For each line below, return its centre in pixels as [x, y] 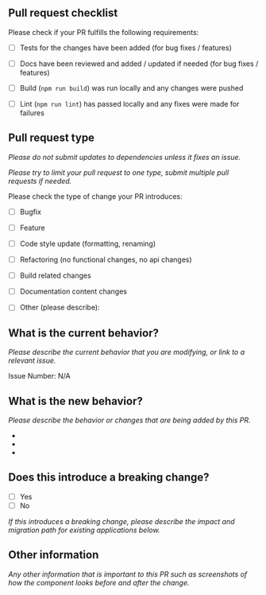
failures [32, 113]
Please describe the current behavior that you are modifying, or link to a [127, 352]
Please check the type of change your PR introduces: [95, 196]
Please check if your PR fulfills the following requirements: [104, 32]
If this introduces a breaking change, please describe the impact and [122, 521]
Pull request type [52, 138]
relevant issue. [32, 360]
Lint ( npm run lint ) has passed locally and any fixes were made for [129, 104]
